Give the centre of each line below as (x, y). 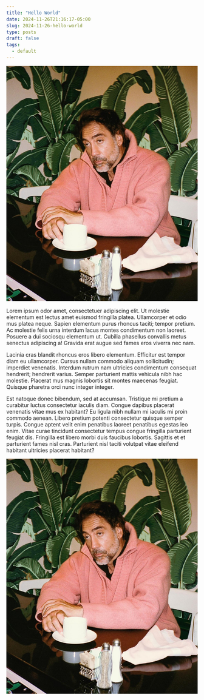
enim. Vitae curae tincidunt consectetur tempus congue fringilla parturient (99, 431)
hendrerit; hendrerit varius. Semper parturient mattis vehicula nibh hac (94, 374)
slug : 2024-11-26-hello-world (45, 25)
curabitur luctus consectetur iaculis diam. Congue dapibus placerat (90, 405)
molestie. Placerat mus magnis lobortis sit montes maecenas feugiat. (92, 381)
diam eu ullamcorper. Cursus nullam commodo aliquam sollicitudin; (90, 362)
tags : (13, 45)
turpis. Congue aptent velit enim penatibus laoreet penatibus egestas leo (97, 425)
